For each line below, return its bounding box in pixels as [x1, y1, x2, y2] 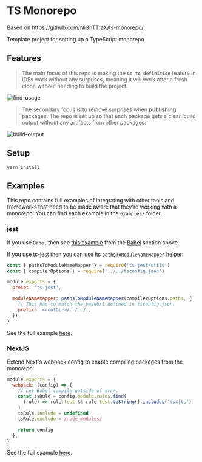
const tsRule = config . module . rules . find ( [18, 393, 127, 399]
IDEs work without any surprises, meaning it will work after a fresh [21, 75, 187, 83]
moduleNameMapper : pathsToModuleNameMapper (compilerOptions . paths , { [12, 295, 192, 302]
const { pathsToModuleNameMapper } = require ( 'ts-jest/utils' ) [7, 262, 170, 268]
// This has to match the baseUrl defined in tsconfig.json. [18, 302, 175, 308]
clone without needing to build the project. [21, 82, 128, 89]
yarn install [7, 164, 40, 170]
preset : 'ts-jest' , [12, 284, 62, 291]
